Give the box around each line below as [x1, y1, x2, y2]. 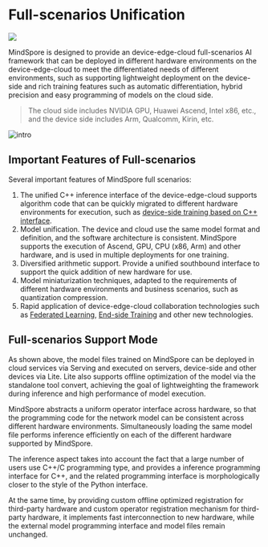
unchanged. [8, 529, 48, 539]
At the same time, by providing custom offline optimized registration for [8, 495, 244, 504]
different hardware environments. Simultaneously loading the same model [8, 421, 253, 431]
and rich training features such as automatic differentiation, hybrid [23, 81, 243, 91]
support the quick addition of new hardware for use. [19, 267, 193, 277]
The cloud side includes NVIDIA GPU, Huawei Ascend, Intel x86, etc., [27, 105, 257, 115]
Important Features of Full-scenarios [8, 153, 197, 167]
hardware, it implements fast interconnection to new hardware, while [27, 512, 255, 522]
